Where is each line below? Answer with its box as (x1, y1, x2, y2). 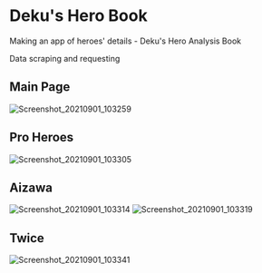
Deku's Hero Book (9, 5, 148, 26)
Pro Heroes (9, 130, 74, 145)
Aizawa (9, 180, 53, 195)
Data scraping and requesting (9, 53, 121, 63)
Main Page (9, 79, 71, 95)
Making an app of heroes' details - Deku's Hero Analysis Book (9, 35, 242, 46)
